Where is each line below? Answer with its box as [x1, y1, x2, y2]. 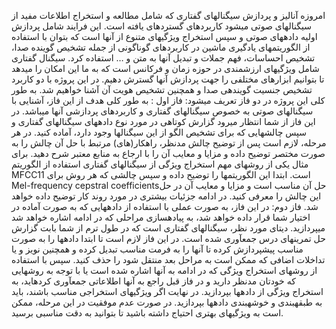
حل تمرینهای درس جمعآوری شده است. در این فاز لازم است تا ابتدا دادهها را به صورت [11, 233, 326, 244]
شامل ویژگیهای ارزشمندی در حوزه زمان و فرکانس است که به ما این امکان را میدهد [11, 63, 320, 74]
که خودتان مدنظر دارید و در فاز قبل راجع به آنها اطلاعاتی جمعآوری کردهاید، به [11, 275, 296, 287]
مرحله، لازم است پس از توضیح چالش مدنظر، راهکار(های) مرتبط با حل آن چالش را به [11, 137, 327, 149]
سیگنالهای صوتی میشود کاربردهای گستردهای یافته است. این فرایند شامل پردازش [11, 20, 312, 32]
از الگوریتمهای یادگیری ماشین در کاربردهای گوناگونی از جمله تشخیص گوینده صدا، [11, 41, 311, 53]
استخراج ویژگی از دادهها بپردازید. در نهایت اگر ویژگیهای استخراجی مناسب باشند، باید [11, 286, 324, 297]
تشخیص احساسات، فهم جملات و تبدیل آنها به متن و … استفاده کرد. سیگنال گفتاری [11, 52, 316, 64]
